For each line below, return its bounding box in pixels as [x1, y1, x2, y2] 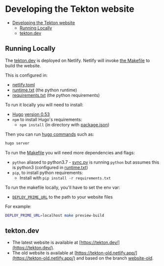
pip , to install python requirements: [12, 170, 83, 176]
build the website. [5, 62, 41, 68]
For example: [5, 203, 32, 209]
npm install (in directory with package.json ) [19, 121, 109, 127]
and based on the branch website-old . [76, 255, 154, 261]
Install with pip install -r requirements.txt [19, 175, 111, 180]
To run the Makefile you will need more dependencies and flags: [5, 149, 135, 155]
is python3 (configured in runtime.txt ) [12, 164, 88, 170]
